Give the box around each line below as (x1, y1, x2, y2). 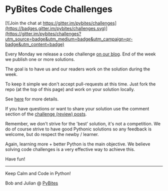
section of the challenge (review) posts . (5, 111, 87, 117)
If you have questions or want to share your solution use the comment (5, 105, 149, 111)
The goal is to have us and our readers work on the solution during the (5, 66, 150, 72)
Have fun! (5, 156, 25, 162)
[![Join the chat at (5, 20, 42, 26)
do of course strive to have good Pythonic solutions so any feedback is (5, 126, 151, 132)
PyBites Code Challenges (5, 3, 112, 15)
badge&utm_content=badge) (5, 41, 64, 47)
